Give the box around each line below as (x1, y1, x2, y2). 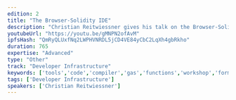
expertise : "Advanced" (7, 50, 74, 57)
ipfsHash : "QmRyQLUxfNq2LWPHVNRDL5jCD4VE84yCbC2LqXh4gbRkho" (7, 37, 190, 44)
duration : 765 (7, 43, 49, 50)
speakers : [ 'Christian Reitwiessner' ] (7, 82, 121, 89)
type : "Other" (7, 56, 49, 63)
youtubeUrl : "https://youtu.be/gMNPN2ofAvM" (7, 30, 140, 37)
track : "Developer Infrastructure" (7, 63, 112, 70)
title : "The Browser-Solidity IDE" (7, 17, 112, 24)
